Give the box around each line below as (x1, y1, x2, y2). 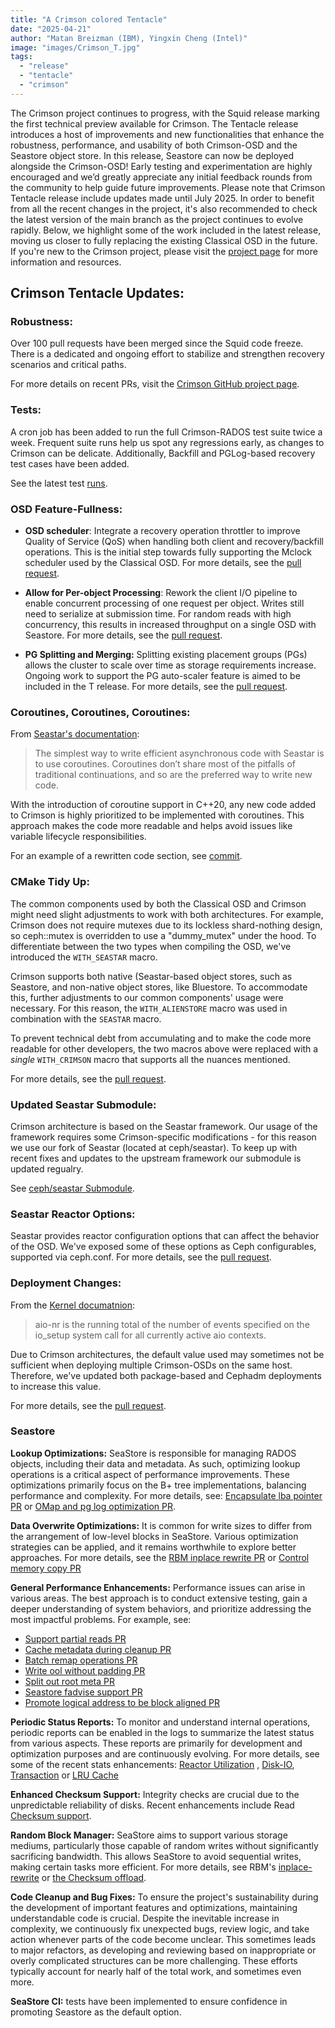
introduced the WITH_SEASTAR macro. (10, 951, 158, 963)
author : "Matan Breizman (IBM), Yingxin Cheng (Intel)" (10, 33, 248, 43)
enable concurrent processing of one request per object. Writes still (24, 597, 305, 610)
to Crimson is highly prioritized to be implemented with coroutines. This (10, 809, 305, 821)
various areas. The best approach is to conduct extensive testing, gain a (10, 1592, 308, 1604)
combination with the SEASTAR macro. (10, 1012, 162, 1025)
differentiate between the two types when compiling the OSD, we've (10, 940, 292, 952)
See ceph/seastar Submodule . (10, 1182, 135, 1194)
